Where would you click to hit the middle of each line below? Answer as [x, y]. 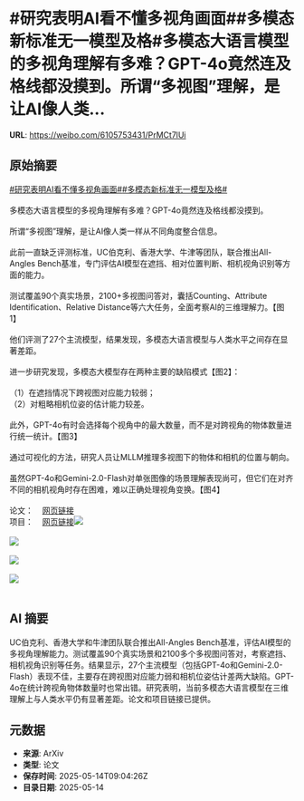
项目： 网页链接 [42, 521]
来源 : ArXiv [43, 754]
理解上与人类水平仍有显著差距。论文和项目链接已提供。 [112, 699]
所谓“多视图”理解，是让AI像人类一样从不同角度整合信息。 [116, 231]
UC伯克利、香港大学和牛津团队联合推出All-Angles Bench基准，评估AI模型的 [150, 642]
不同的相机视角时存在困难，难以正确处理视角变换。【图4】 [117, 489]
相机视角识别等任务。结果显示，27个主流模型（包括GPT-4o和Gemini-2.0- [146, 665]
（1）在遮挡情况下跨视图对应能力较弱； [82, 392]
